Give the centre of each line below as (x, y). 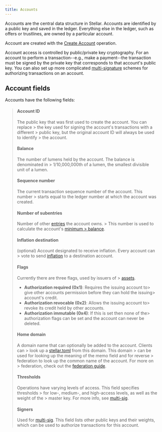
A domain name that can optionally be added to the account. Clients (84, 345)
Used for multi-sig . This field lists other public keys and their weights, (86, 420)
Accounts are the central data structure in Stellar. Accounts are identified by (81, 23)
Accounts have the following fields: (40, 100)
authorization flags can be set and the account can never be (84, 318)
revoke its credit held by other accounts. (64, 308)
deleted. (32, 323)
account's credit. (41, 298)
